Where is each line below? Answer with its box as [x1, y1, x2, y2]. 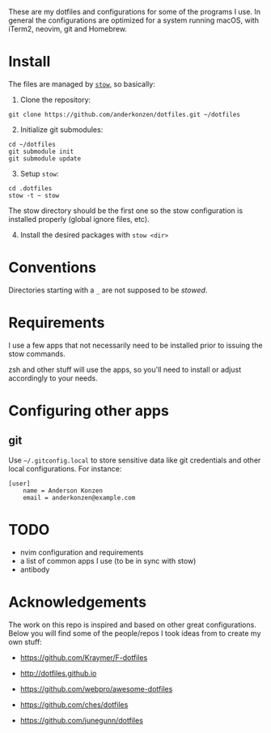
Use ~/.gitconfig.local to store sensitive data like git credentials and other [8, 455, 261, 465]
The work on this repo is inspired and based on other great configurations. [8, 620, 256, 629]
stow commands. [8, 348, 66, 359]
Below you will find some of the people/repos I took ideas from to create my [8, 628, 261, 638]
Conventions [8, 258, 97, 277]
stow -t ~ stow [8, 191, 60, 199]
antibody [19, 565, 50, 574]
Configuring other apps [8, 402, 170, 420]
